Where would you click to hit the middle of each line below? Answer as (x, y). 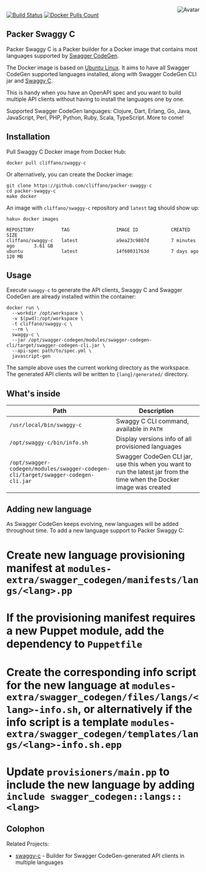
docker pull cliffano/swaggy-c (46, 163)
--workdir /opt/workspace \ (48, 313)
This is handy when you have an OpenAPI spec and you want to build (94, 92)
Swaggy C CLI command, (152, 422)
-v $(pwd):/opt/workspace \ (48, 319)
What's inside (33, 394)
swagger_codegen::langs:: (116, 797)
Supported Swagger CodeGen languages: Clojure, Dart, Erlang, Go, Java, (99, 111)
